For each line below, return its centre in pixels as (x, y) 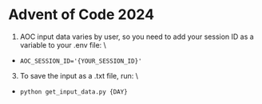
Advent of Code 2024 (81, 15)
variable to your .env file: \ (63, 44)
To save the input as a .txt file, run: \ (79, 75)
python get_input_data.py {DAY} (73, 92)
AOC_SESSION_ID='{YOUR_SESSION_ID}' (81, 61)
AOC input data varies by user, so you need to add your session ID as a (137, 37)
